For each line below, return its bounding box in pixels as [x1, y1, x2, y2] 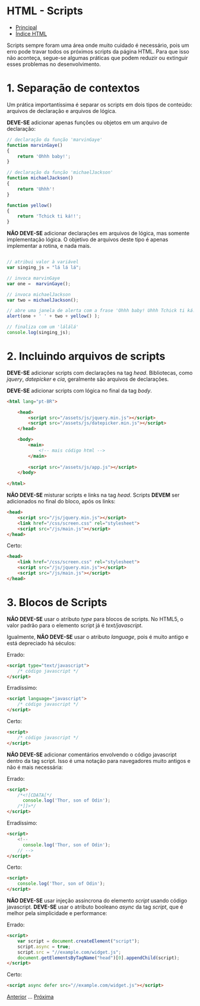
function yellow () [7, 202, 52, 209]
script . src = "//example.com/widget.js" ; [17, 949, 121, 955]
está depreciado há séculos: [7, 639, 76, 647]
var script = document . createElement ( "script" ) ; [17, 938, 140, 944]
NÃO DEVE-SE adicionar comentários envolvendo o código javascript [7, 750, 177, 758]
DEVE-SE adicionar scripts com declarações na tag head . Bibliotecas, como [7, 369, 193, 376]
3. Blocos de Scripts [7, 596, 107, 609]
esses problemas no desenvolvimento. [7, 61, 101, 68]
